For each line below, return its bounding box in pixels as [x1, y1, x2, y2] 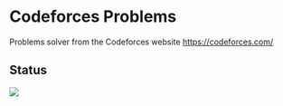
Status [9, 63, 48, 78]
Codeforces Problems [9, 6, 177, 27]
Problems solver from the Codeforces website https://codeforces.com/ [9, 36, 274, 47]
